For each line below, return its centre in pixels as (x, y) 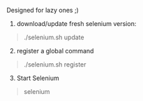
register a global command (55, 51)
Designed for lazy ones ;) (43, 10)
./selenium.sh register (55, 65)
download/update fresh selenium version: (76, 23)
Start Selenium (38, 78)
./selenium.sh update (54, 37)
